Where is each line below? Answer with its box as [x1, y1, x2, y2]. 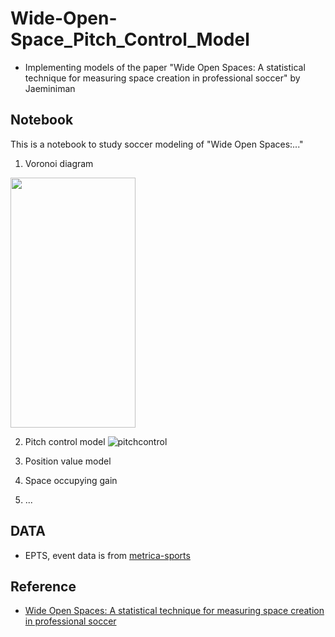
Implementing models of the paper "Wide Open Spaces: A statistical [24, 61, 306, 73]
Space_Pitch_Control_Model [10, 28, 250, 51]
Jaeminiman [24, 82, 76, 94]
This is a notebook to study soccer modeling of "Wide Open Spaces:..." [10, 138, 304, 150]
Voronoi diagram [24, 157, 94, 169]
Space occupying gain [24, 474, 118, 486]
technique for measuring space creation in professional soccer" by [24, 72, 301, 84]
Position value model [24, 455, 112, 467]
